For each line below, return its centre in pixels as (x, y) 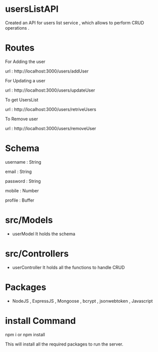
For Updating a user (25, 80)
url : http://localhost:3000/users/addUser (47, 71)
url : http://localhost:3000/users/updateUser (50, 90)
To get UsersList (22, 100)
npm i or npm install (25, 334)
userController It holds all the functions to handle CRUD (68, 267)
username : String (23, 162)
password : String (23, 181)
